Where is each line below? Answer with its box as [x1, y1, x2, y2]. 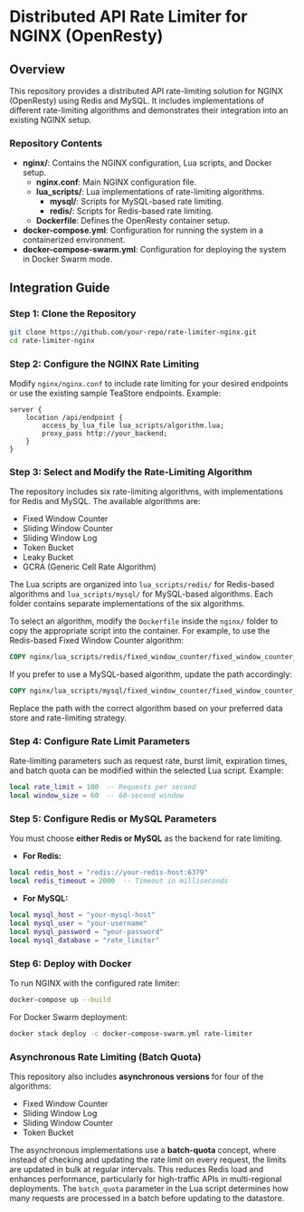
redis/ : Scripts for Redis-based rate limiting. [49, 205, 214, 216]
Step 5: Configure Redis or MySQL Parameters [9, 813, 217, 825]
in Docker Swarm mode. [22, 253, 113, 264]
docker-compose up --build [9, 995, 111, 1004]
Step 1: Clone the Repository [9, 307, 137, 320]
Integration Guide [9, 280, 110, 295]
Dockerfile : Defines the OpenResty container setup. [35, 215, 231, 226]
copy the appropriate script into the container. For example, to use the [9, 625, 271, 636]
